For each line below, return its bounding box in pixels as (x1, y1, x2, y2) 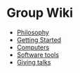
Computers (16, 43, 50, 51)
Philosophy (16, 28, 50, 36)
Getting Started (16, 35, 61, 44)
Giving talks (16, 58, 51, 66)
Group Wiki (6, 5, 74, 21)
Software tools (16, 51, 60, 59)
